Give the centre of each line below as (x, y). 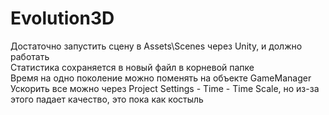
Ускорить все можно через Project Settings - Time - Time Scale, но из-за (165, 88)
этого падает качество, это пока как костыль (107, 99)
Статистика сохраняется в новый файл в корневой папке (132, 67)
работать (30, 56)
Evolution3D (62, 18)
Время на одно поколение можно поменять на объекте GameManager (161, 78)
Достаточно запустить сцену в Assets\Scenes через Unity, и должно (156, 46)
